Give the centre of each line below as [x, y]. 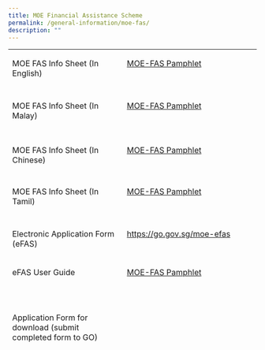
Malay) [25, 115]
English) [27, 73]
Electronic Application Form [63, 233]
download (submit [46, 327]
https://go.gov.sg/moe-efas [179, 233]
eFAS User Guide [44, 272]
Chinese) [29, 160]
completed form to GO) [55, 337]
